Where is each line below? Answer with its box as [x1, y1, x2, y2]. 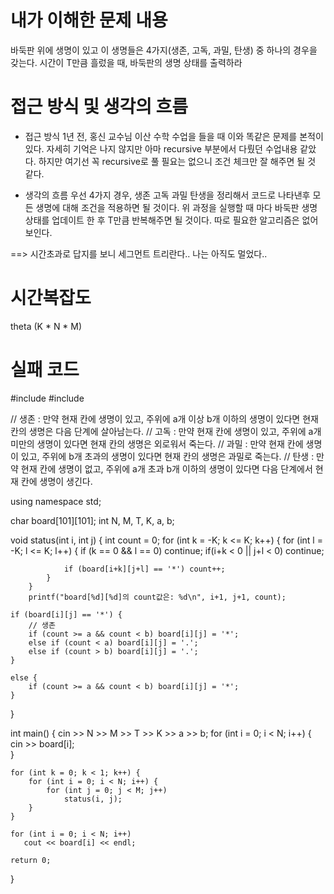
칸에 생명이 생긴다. [20, 475, 93, 487]
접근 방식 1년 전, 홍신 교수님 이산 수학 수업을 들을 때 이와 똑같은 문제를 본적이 [24, 130, 324, 142]
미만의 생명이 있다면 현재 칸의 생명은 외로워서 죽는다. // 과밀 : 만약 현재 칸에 [10, 437, 304, 450]
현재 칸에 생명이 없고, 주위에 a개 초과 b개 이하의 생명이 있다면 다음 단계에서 [20, 462, 313, 475]
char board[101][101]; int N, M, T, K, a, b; [10, 514, 175, 526]
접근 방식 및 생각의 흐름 [10, 96, 189, 118]
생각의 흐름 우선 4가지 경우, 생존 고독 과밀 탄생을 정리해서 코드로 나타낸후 [24, 189, 311, 201]
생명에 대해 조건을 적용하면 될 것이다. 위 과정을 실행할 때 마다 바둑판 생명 [35, 201, 318, 213]
